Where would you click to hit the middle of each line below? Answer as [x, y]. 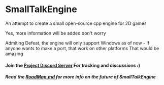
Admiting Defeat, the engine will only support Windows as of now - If [77, 43]
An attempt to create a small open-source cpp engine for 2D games [76, 23]
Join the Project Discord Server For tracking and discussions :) [73, 65]
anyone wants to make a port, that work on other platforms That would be [82, 48]
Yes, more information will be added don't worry [56, 33]
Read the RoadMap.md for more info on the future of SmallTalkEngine [80, 77]
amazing [14, 54]
